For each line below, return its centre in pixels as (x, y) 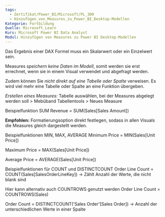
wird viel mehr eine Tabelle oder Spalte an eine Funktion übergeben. (75, 86)
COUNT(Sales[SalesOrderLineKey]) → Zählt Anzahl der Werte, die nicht (78, 174)
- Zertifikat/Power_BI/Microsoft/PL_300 (52, 14)
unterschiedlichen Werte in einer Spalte (45, 209)
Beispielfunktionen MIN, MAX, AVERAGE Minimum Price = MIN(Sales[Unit (80, 135)
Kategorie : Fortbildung (30, 23)
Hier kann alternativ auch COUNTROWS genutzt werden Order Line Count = (83, 189)
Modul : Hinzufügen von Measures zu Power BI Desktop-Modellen (71, 38)
